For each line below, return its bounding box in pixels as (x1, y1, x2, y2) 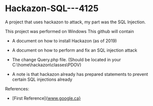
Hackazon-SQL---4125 (5, 3, 99, 14)
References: (5, 86, 29, 91)
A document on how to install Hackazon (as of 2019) (12, 37, 117, 44)
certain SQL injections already (12, 76, 73, 82)
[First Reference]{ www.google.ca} (12, 95, 81, 101)
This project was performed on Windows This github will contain (5, 28, 135, 34)
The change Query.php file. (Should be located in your (12, 56, 121, 62)
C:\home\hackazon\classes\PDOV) (12, 62, 82, 68)
